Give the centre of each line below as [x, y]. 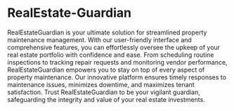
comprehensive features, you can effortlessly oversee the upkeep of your [113, 47]
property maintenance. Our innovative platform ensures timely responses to [117, 77]
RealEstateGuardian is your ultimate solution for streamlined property [107, 32]
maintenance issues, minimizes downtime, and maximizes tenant [101, 84]
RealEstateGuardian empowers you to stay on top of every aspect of [106, 70]
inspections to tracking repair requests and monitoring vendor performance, [117, 62]
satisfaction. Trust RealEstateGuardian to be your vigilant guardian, [104, 92]
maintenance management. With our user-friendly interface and [99, 39]
